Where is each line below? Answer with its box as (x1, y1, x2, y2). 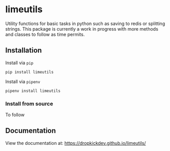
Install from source (5, 100, 53, 107)
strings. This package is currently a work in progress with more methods (5, 26, 159, 32)
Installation (5, 46, 42, 55)
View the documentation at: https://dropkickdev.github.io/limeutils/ (5, 140, 146, 146)
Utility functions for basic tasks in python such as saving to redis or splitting (5, 20, 165, 27)
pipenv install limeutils (5, 88, 60, 93)
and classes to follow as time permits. (5, 31, 85, 37)
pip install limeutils (5, 69, 54, 74)
